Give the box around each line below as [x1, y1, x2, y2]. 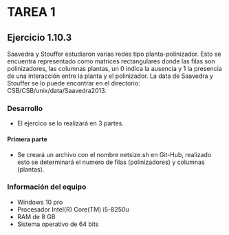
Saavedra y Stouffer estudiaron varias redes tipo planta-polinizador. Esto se [7, 50, 221, 58]
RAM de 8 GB [17, 212, 56, 221]
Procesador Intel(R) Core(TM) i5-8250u [17, 205, 129, 214]
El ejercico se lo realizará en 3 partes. [17, 119, 124, 127]
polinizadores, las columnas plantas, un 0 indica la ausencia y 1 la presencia [7, 65, 222, 72]
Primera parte [7, 135, 48, 143]
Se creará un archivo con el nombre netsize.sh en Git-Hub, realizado [17, 150, 212, 159]
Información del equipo [7, 182, 87, 192]
